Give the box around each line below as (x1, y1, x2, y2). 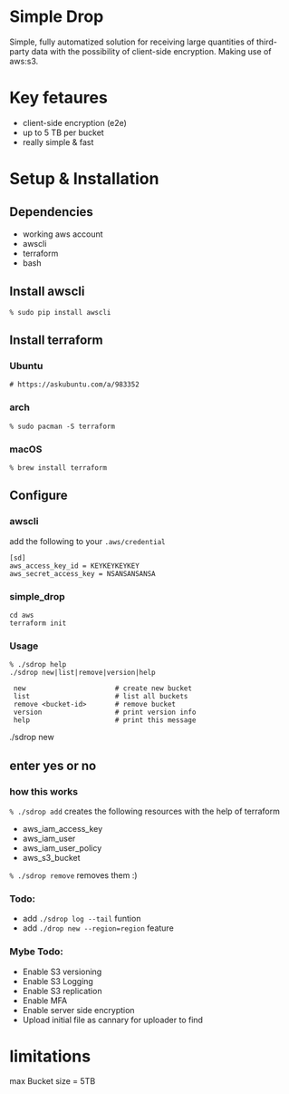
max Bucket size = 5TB (9, 1076, 96, 1087)
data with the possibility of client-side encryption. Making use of (31, 45, 272, 56)
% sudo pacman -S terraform (9, 422, 116, 431)
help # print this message (13, 716, 197, 725)
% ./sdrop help (9, 660, 67, 669)
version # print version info (13, 708, 197, 718)
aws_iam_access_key (22, 823, 103, 834)
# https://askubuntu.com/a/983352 (9, 380, 140, 389)
